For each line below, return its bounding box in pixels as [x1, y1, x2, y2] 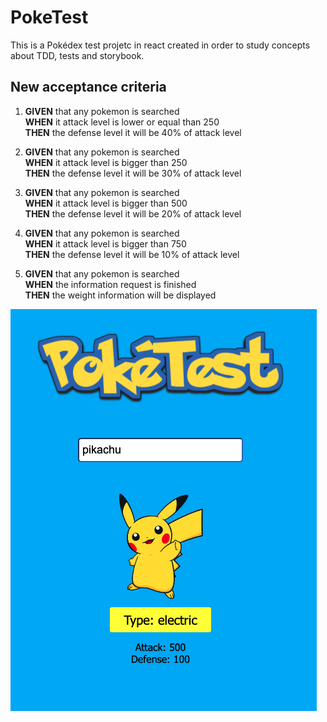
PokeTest [10, 6, 89, 29]
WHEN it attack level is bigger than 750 [24, 237, 187, 250]
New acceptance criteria [10, 79, 167, 96]
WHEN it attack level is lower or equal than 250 [24, 116, 220, 128]
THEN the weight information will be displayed [24, 289, 217, 301]
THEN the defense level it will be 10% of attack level [24, 248, 240, 260]
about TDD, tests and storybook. [10, 49, 145, 61]
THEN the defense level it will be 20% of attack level [24, 207, 242, 220]
